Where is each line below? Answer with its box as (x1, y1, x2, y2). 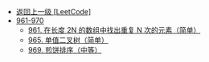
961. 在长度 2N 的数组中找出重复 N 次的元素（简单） (27, 25, 201, 34)
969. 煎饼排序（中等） (27, 45, 102, 54)
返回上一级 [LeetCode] (15, 7, 92, 16)
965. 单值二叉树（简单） (27, 35, 109, 45)
